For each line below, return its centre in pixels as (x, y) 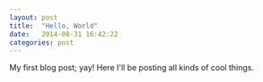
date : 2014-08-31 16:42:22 (64, 34)
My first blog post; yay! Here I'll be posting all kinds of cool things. (131, 68)
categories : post (42, 42)
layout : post (34, 17)
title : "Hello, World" (54, 26)
